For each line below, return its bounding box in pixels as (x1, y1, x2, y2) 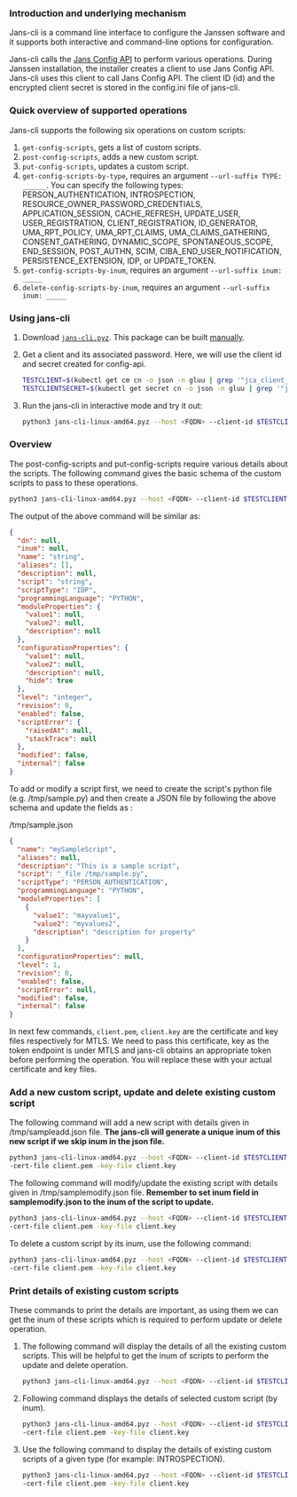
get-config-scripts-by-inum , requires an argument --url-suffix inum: (21, 265, 282, 275)
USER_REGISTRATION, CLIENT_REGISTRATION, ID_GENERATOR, (21, 217, 259, 228)
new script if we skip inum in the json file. (9, 1136, 166, 1147)
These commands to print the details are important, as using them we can (9, 1305, 279, 1316)
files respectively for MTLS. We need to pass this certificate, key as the (9, 1036, 270, 1047)
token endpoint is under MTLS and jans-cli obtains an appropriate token (9, 1045, 272, 1055)
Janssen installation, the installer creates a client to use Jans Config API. (9, 63, 275, 74)
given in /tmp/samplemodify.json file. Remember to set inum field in (9, 1187, 259, 1198)
